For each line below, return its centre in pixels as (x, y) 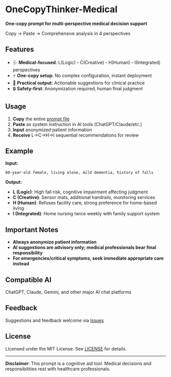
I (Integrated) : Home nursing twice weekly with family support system (86, 214)
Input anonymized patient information (52, 130)
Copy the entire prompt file (41, 119)
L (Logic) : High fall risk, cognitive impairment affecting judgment (80, 192)
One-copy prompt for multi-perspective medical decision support (76, 23)
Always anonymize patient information (54, 242)
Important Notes (32, 230)
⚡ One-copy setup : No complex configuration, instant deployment (82, 76)
